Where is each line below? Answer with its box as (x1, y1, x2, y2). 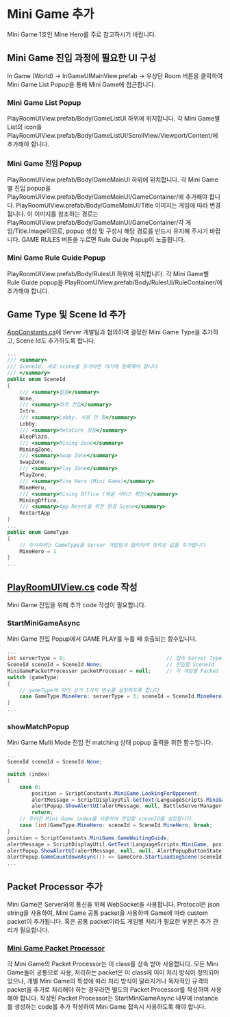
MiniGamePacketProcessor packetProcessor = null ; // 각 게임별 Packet (7, 667, 219, 674)
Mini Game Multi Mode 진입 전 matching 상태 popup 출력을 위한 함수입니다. (7, 738, 214, 747)
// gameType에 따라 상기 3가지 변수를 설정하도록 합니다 (19, 687, 159, 694)
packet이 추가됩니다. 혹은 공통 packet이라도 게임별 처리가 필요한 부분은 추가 (7, 918, 212, 926)
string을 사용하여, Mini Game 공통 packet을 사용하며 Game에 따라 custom (7, 909, 208, 917)
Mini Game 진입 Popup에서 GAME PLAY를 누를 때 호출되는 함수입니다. (7, 635, 197, 643)
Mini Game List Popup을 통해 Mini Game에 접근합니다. (7, 80, 156, 88)
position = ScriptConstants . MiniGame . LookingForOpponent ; (31, 789, 201, 797)
